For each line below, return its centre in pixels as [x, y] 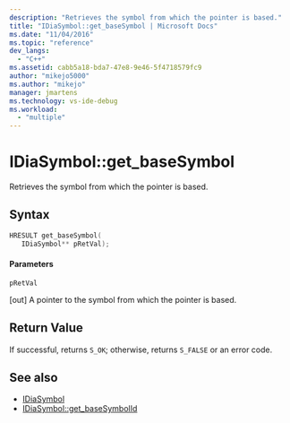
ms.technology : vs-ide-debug [64, 101]
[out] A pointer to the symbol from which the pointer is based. [123, 299]
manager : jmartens [43, 92]
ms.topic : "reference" [51, 43]
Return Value [46, 328]
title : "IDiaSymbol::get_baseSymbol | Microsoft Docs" [114, 26]
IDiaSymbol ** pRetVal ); [65, 244]
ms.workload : [34, 109]
